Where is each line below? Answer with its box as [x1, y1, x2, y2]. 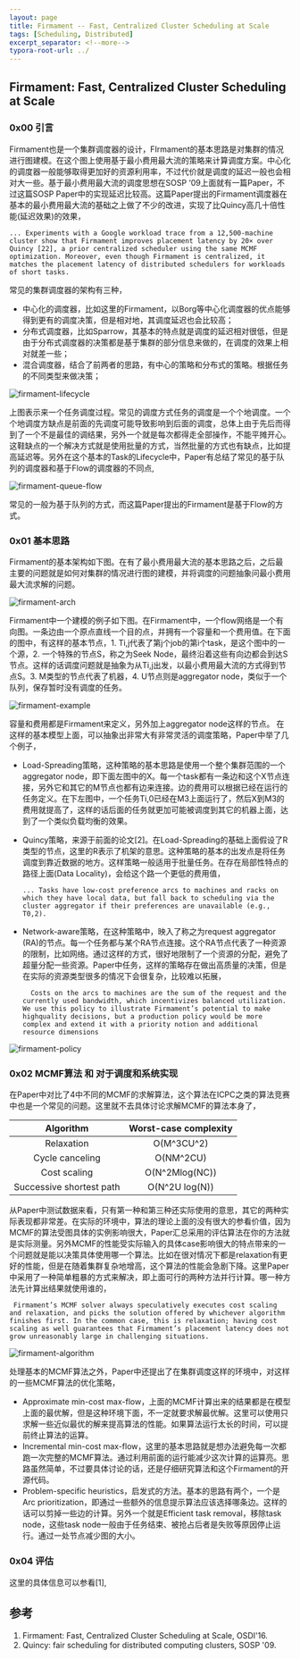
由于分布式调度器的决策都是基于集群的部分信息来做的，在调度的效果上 [21, 337, 281, 348]
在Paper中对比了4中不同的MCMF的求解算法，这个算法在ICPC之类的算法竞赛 [9, 1089, 290, 1100]
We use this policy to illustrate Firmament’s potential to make [21, 1004, 271, 1014]
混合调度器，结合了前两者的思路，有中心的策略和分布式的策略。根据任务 [21, 359, 288, 370]
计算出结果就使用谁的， [24, 1283, 112, 1294]
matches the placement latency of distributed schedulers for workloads [9, 260, 286, 269]
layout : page [9, 13, 58, 22]
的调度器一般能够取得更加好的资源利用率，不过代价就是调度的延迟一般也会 [9, 166, 283, 177]
